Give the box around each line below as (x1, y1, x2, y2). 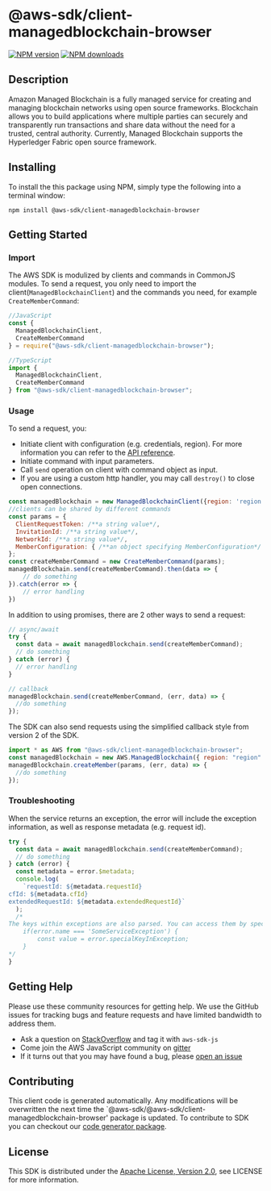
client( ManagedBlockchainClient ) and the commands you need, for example (8, 288, 257, 298)
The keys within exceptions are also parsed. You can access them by (8, 920, 248, 928)
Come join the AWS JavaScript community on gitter (19, 1043, 191, 1052)
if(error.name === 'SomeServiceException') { (23, 927, 179, 936)
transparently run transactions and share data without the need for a (8, 119, 236, 130)
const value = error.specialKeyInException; (37, 935, 190, 943)
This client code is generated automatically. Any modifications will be (8, 1096, 239, 1106)
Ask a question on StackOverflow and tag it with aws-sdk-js (19, 1034, 219, 1043)
